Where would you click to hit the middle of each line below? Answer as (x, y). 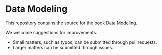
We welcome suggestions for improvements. (51, 32)
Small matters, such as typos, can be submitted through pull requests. (85, 42)
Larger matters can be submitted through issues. (63, 47)
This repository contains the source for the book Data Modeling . (71, 23)
